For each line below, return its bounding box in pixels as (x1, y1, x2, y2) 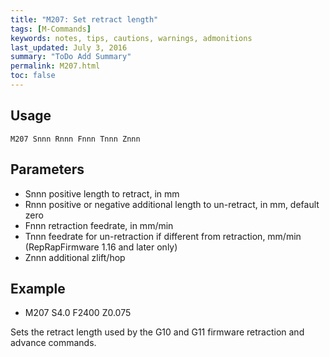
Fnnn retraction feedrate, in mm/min (24, 219, 174, 231)
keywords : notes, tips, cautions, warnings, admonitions (10, 33, 253, 43)
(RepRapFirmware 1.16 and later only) (24, 241, 178, 253)
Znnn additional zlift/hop (24, 251, 126, 263)
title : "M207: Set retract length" (10, 14, 159, 25)
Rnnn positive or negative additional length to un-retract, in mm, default (24, 198, 320, 210)
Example (10, 280, 66, 297)
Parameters (10, 161, 85, 178)
